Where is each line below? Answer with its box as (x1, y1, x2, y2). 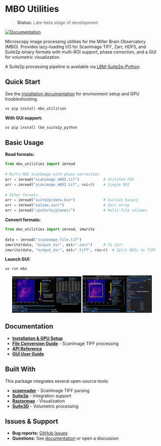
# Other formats (5, 192, 38, 198)
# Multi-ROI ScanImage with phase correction (5, 172, 99, 177)
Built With (5, 365, 36, 374)
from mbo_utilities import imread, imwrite (5, 227, 95, 232)
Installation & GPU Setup (12, 335, 63, 341)
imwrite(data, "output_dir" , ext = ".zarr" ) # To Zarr (5, 242, 123, 247)
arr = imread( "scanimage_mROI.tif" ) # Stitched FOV (5, 177, 134, 182)
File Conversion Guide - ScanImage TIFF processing (12, 340, 119, 346)
